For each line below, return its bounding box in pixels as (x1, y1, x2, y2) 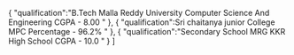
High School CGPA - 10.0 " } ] (8, 35, 116, 46)
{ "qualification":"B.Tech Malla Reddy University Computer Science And (8, 8, 270, 18)
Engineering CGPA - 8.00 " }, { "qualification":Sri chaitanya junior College (8, 17, 275, 27)
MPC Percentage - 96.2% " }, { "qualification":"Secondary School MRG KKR (8, 27, 286, 36)
